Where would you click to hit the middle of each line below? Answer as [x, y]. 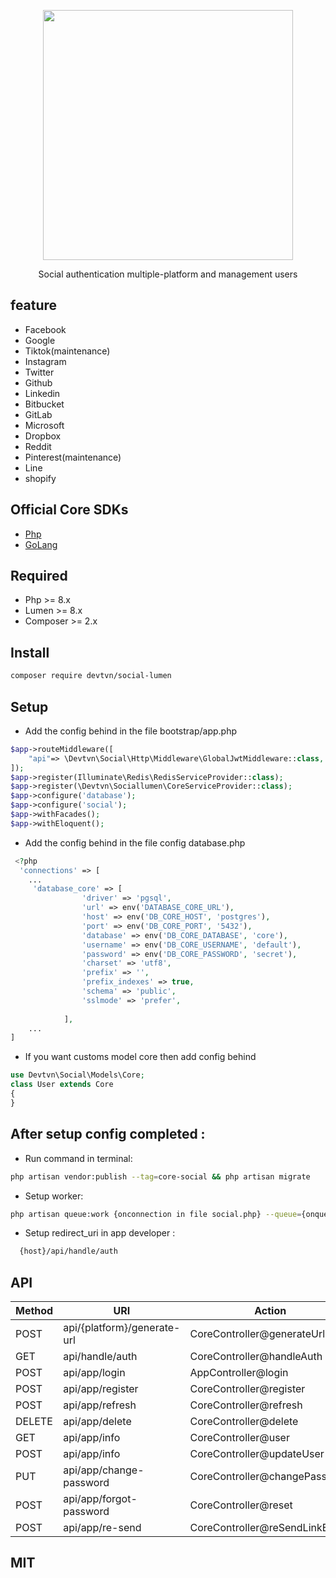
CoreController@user [239, 1438]
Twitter [39, 372]
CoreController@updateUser [257, 1454]
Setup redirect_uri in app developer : [100, 1233]
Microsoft [44, 425]
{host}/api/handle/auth [68, 1251]
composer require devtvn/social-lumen [91, 676]
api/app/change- [104, 1470]
